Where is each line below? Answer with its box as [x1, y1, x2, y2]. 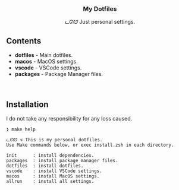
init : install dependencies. [6, 152, 95, 159]
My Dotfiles [83, 5, 117, 13]
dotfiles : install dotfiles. [6, 163, 84, 169]
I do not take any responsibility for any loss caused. [6, 115, 133, 122]
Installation [6, 99, 49, 109]
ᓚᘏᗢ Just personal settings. [64, 18, 136, 26]
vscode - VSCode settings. [14, 64, 82, 71]
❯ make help [6, 126, 36, 132]
